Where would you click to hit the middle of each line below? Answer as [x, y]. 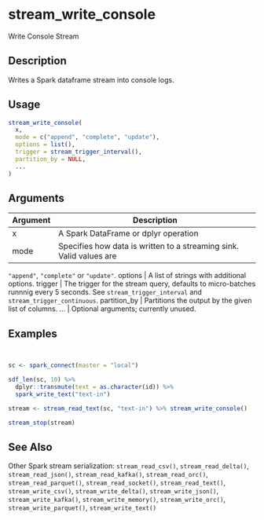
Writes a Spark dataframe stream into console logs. [91, 79]
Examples [33, 333]
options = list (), [46, 145]
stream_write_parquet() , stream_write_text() [82, 507]
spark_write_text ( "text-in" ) [63, 394]
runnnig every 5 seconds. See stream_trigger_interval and [105, 292]
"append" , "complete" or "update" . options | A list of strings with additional [127, 276]
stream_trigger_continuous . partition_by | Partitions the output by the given [130, 301]
